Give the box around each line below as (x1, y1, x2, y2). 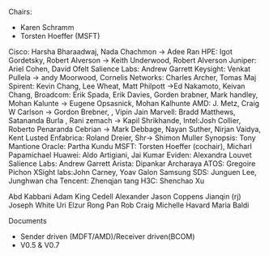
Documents (8, 216, 47, 225)
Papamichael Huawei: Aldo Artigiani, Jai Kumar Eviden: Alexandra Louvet (8, 150, 253, 160)
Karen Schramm (19, 23, 75, 32)
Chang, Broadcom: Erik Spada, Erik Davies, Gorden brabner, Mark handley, (8, 90, 258, 100)
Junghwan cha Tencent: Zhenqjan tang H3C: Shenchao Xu (8, 176, 205, 186)
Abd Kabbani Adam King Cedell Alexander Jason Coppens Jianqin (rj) (8, 192, 241, 201)
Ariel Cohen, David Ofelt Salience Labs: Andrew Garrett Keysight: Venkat (8, 64, 251, 74)
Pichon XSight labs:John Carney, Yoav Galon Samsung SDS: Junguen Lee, (8, 168, 257, 177)
